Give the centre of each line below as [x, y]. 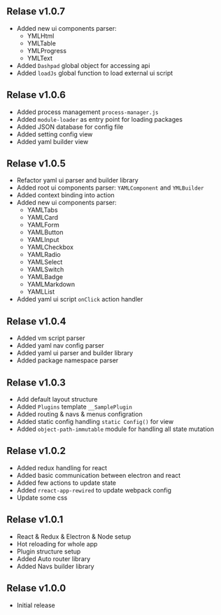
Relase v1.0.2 [36, 451]
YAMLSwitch [45, 269]
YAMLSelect [45, 262]
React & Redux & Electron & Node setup [74, 536]
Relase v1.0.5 [36, 164]
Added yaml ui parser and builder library [75, 353]
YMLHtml [41, 36]
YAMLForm [43, 225]
